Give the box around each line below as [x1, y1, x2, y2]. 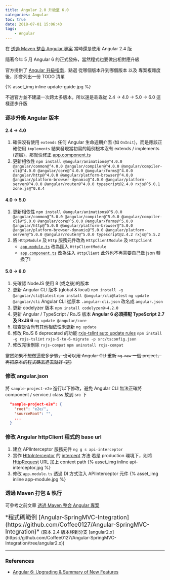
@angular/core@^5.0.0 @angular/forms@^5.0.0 [37, 219, 133, 224]
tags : [5, 26, 17, 31]
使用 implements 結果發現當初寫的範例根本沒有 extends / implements [17, 146, 160, 152]
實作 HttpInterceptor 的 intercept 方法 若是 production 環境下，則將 [12, 452, 153, 458]
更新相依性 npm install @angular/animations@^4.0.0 [12, 158, 122, 164]
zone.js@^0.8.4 [12, 186, 45, 191]
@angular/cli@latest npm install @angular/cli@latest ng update [12, 293, 149, 298]
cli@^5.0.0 [12, 219, 36, 224]
